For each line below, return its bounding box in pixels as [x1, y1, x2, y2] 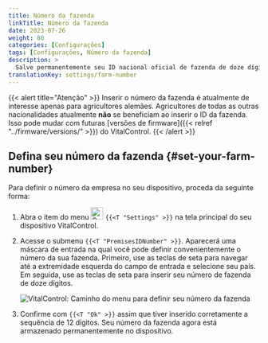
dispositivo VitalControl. [19, 220, 99, 231]
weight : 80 [8, 33, 45, 42]
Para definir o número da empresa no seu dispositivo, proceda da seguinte [8, 183, 254, 193]
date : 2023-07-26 [8, 26, 66, 34]
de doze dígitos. [19, 279, 73, 288]
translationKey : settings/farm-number [8, 71, 137, 79]
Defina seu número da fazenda [8, 150, 164, 163]
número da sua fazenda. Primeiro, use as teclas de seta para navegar [19, 253, 248, 263]
